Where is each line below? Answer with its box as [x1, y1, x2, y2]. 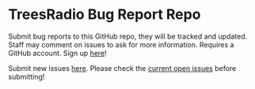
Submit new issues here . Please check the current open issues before [8, 63, 237, 72]
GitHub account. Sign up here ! [8, 48, 107, 57]
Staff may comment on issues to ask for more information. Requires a [8, 39, 234, 49]
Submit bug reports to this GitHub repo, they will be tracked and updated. [8, 32, 248, 41]
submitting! [8, 72, 45, 81]
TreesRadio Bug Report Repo [8, 6, 201, 24]
